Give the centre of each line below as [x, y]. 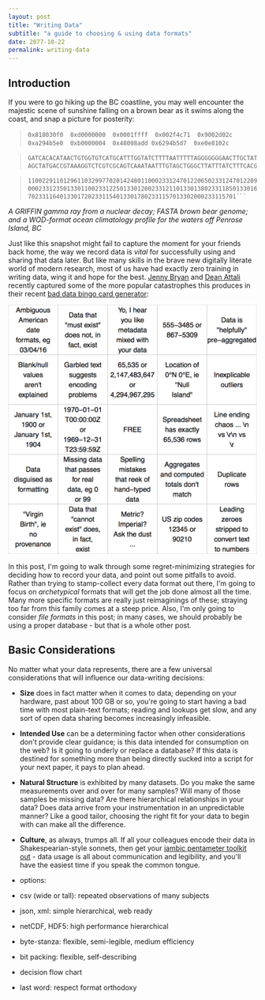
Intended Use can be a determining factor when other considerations [132, 733]
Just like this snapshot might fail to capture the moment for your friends [125, 243]
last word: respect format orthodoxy [78, 987]
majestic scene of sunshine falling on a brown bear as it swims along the [126, 110]
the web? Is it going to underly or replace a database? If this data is [129, 750]
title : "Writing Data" [45, 25]
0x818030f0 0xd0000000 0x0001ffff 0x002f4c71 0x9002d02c [130, 134]
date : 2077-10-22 [37, 42]
